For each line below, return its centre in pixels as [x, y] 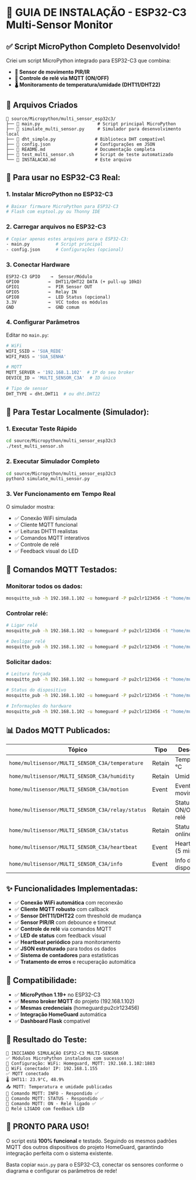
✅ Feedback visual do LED [46, 551]
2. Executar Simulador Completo [53, 461]
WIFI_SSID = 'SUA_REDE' [35, 351]
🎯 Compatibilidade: [41, 980]
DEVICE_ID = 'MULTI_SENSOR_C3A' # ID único [61, 378]
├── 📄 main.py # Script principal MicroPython [91, 124]
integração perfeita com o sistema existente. [60, 1153]
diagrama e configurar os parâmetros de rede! [62, 1171]
